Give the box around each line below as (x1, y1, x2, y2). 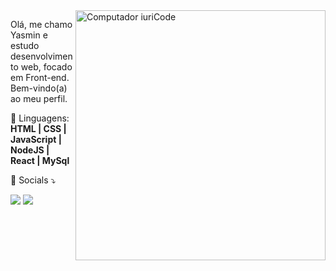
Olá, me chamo (10, 19, 73, 30)
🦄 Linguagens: (10, 112, 70, 124)
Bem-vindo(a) (10, 82, 68, 94)
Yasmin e (10, 29, 48, 41)
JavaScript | (10, 134, 62, 145)
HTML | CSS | (10, 123, 67, 134)
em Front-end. (10, 72, 70, 83)
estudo (10, 40, 40, 51)
